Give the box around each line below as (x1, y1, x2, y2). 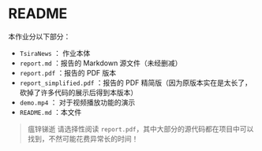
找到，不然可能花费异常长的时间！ (27, 134, 139, 143)
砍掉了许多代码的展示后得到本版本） (19, 87, 138, 97)
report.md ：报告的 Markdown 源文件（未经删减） (19, 58, 182, 68)
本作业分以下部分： (8, 31, 71, 41)
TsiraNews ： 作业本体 (19, 48, 91, 57)
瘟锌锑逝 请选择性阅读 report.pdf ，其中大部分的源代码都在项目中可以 (27, 123, 254, 134)
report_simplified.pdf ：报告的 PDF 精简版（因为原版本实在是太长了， (19, 78, 253, 87)
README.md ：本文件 (19, 107, 82, 116)
